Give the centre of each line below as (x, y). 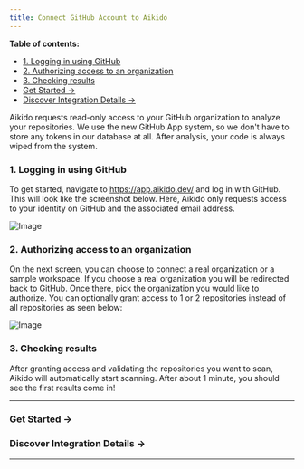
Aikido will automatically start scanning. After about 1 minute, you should (145, 378)
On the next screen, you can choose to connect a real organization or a (142, 269)
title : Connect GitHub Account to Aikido (89, 18)
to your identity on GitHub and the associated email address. (122, 208)
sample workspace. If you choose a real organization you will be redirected (149, 279)
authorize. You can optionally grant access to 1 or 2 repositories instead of (148, 298)
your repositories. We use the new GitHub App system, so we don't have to (149, 127)
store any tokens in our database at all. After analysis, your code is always (147, 136)
